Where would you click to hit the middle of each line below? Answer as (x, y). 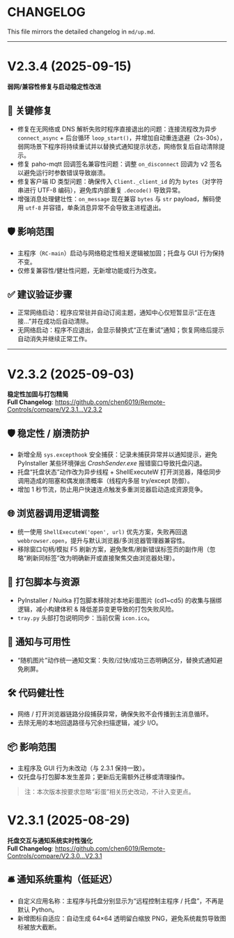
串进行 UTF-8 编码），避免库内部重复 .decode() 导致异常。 (101, 190)
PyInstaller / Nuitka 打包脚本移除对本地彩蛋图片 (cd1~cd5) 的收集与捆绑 (119, 600)
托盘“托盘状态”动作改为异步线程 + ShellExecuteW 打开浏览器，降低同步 (119, 472)
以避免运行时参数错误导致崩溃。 (63, 173)
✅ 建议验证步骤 (40, 294)
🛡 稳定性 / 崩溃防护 (48, 433)
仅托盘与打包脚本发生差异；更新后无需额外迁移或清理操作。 (103, 777)
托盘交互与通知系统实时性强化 (50, 841)
